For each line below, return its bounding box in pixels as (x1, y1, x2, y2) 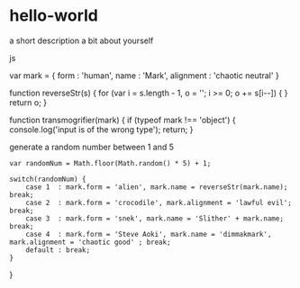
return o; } (9, 96, 48, 108)
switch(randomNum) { (9, 175, 87, 184)
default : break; (25, 245, 91, 255)
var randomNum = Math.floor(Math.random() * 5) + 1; (9, 158, 212, 167)
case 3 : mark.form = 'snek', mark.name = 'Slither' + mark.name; (25, 213, 284, 223)
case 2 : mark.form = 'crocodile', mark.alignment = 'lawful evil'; (25, 198, 293, 207)
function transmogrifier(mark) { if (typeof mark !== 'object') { (9, 114, 236, 125)
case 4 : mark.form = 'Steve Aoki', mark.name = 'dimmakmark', (25, 229, 272, 238)
